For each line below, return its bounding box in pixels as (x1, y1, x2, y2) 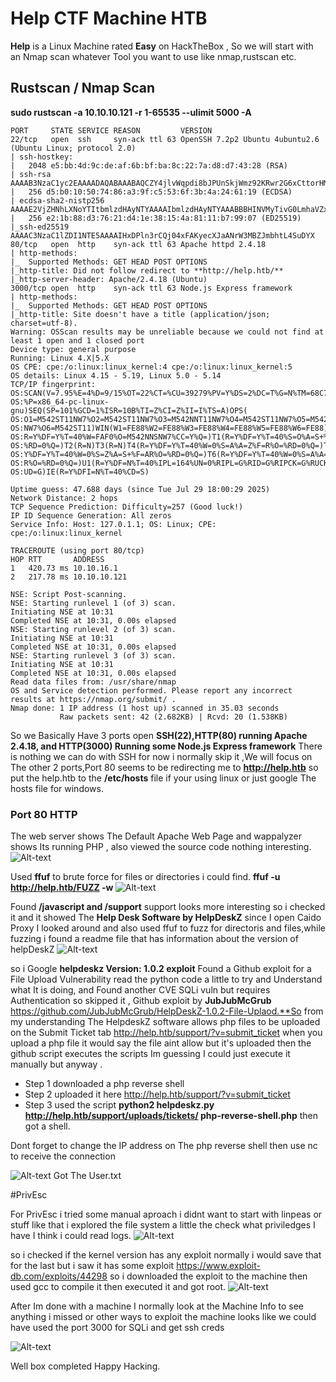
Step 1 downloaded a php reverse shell (24, 1078, 185, 1090)
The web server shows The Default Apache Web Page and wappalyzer (10, 830, 303, 842)
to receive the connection (10, 1150, 116, 1162)
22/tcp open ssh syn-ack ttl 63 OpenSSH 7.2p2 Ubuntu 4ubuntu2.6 (10, 134, 320, 144)
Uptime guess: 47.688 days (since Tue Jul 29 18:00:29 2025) (10, 484, 271, 494)
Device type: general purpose (10, 344, 137, 354)
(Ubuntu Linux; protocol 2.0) (10, 143, 137, 153)
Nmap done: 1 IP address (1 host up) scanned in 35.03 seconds (10, 703, 280, 713)
